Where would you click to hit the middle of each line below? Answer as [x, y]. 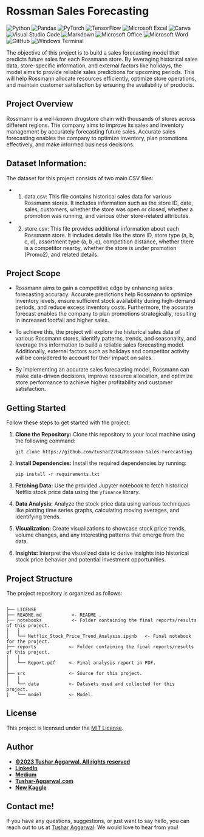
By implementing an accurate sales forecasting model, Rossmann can [102, 370]
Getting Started [36, 408]
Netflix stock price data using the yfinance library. [77, 492]
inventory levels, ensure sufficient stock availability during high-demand [105, 301]
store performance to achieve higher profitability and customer [94, 382]
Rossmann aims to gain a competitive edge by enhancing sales [94, 288]
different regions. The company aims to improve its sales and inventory [95, 125]
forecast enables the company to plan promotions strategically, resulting [106, 314]
